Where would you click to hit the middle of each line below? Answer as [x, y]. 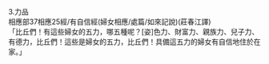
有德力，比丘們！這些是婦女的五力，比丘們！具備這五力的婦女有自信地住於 [131, 42]
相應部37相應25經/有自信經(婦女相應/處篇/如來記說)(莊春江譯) [110, 22]
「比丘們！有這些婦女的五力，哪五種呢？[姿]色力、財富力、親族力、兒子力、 [134, 32]
